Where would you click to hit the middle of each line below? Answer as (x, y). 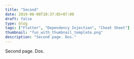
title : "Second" (22, 10)
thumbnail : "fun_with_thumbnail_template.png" (54, 32)
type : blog (16, 23)
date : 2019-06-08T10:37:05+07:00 (40, 14)
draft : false (19, 19)
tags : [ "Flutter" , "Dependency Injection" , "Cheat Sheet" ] (67, 28)
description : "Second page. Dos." (41, 37)
